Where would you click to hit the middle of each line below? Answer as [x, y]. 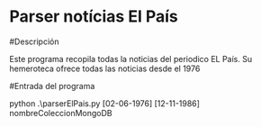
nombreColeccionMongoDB [61, 113]
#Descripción [34, 41]
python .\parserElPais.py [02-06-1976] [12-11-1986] [105, 103]
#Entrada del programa [52, 86]
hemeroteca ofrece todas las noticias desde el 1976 [105, 68]
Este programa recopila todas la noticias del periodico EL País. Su [131, 59]
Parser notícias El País [94, 17]
